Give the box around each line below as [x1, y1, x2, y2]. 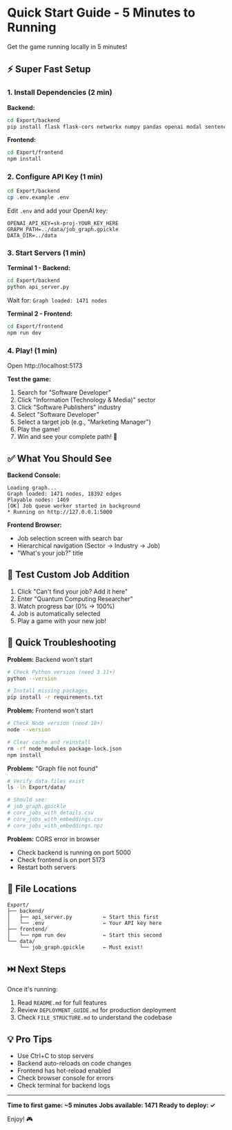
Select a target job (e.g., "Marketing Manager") [17, 418, 151, 427]
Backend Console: [7, 471, 61, 479]
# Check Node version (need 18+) [7, 720, 104, 727]
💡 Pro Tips [7, 1033, 52, 1045]
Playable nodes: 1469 [7, 496, 70, 503]
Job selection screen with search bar [17, 535, 123, 543]
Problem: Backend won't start [7, 655, 93, 663]
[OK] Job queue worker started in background [7, 503, 140, 510]
